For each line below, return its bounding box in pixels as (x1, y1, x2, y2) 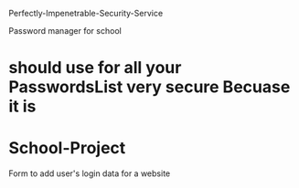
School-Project (8, 138, 126, 159)
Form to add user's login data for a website (8, 168, 171, 179)
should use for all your (8, 57, 182, 78)
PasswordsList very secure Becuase (8, 77, 291, 98)
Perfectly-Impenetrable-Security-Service (8, 8, 164, 18)
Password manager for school (8, 26, 123, 36)
